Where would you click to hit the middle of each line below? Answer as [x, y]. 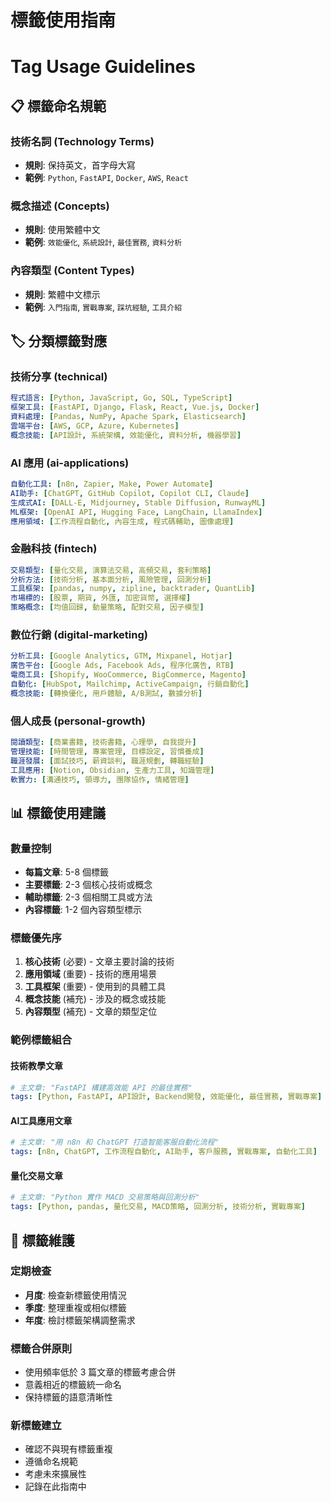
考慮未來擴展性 [55, 1474]
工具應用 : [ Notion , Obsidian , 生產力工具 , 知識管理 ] [112, 770]
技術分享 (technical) [59, 376]
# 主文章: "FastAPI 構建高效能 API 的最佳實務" [101, 1087]
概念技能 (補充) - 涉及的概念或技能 [95, 999]
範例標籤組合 [41, 1040]
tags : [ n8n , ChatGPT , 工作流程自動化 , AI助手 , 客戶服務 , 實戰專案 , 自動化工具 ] [164, 1152]
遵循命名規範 [51, 1462]
